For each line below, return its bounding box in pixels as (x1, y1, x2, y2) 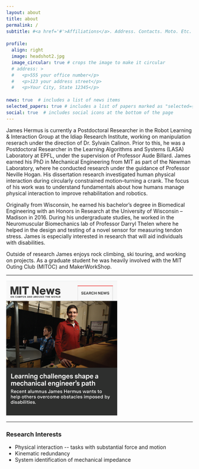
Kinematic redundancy (14, 450, 70, 457)
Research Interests (6, 430, 62, 438)
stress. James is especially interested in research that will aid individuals (6, 232, 183, 240)
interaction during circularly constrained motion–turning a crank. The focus (6, 177, 190, 184)
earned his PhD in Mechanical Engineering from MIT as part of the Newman (6, 158, 191, 165)
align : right (11, 47, 44, 53)
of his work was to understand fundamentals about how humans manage (6, 183, 185, 190)
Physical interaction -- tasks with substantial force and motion (14, 444, 166, 451)
